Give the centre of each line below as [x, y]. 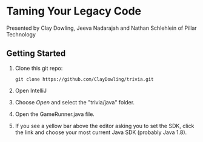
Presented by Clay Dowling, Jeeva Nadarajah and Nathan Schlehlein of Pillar [101, 28]
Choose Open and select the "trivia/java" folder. [75, 102]
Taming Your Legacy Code [74, 11]
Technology [21, 34]
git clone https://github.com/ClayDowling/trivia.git [84, 79]
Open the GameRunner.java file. [55, 114]
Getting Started [36, 54]
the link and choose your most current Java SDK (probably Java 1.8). [101, 132]
